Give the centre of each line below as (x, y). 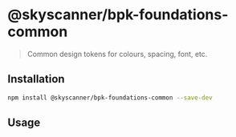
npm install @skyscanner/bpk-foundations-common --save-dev (110, 98)
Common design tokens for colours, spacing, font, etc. (117, 54)
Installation (36, 79)
